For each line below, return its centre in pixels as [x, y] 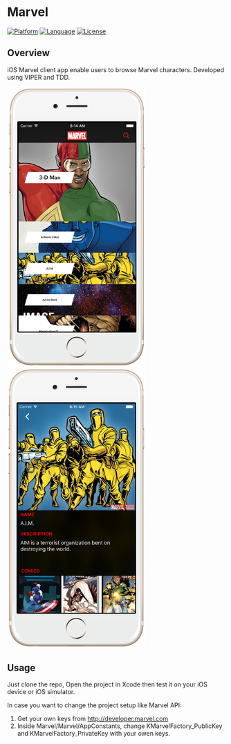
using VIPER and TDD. [39, 77]
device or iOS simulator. [41, 692]
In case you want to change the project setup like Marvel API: [94, 705]
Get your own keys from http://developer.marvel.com [93, 719]
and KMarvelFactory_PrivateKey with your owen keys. [94, 734]
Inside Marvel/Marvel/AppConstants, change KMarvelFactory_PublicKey [120, 726]
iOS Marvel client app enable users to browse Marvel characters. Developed [116, 69]
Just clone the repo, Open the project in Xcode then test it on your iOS [107, 684]
